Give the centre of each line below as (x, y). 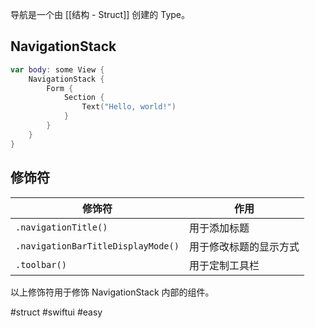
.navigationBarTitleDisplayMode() (97, 246)
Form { (60, 88)
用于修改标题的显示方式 (244, 246)
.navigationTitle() (61, 227)
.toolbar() (41, 264)
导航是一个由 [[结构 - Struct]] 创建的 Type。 (100, 14)
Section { (84, 98)
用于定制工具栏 (224, 265)
